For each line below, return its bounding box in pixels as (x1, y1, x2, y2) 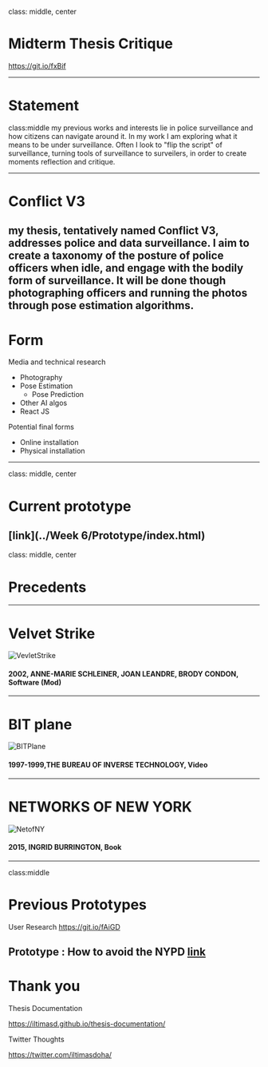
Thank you (8, 978, 81, 995)
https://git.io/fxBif (8, 61, 66, 70)
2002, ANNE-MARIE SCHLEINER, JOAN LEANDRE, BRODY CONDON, (8, 668, 239, 678)
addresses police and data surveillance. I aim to (8, 236, 250, 250)
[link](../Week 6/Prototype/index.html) (8, 529, 206, 542)
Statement (8, 97, 80, 115)
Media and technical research (8, 357, 106, 367)
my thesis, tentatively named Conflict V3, (8, 224, 219, 238)
